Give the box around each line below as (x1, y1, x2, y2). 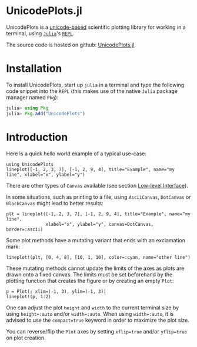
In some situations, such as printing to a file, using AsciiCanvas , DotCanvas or (6, 193, 191, 201)
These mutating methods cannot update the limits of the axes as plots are (6, 265, 185, 272)
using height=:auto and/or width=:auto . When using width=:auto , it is (6, 310, 174, 317)
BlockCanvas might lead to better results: (6, 199, 104, 206)
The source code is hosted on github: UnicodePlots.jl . (6, 41, 136, 48)
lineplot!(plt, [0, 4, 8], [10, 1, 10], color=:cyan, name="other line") (6, 254, 191, 260)
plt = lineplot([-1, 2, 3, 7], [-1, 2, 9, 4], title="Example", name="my (6, 211, 191, 217)
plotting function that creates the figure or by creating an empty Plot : (6, 277, 174, 284)
